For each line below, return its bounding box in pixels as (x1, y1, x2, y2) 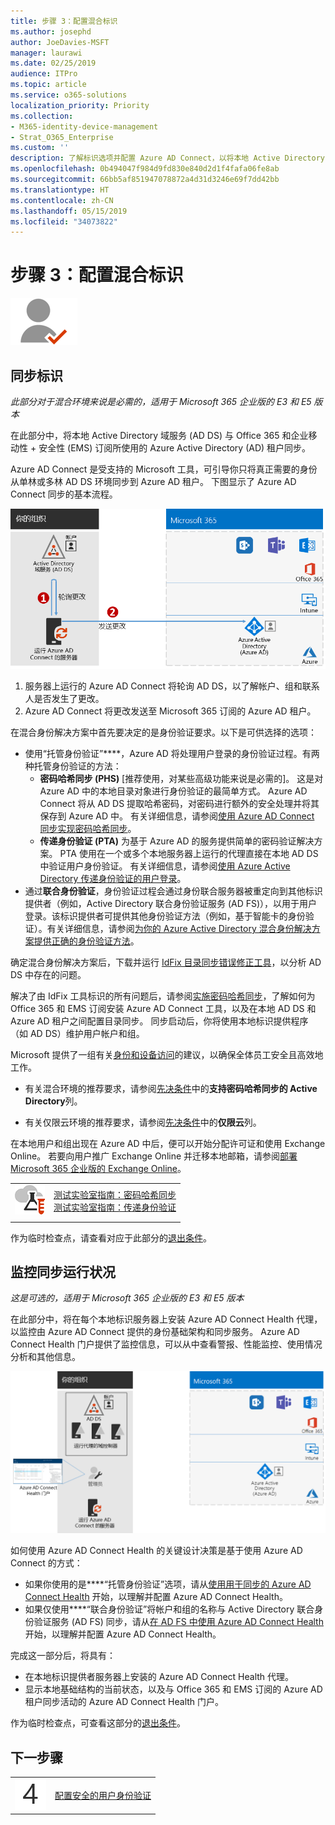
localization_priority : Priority (10, 100, 150, 110)
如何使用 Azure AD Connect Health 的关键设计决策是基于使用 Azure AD (10, 1545, 303, 1557)
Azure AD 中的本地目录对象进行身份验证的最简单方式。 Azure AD (39, 785, 308, 797)
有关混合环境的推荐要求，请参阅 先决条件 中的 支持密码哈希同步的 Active (24, 1083, 318, 1094)
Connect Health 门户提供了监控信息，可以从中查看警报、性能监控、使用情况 (10, 1338, 323, 1350)
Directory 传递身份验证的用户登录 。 (39, 873, 187, 884)
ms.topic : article (10, 80, 87, 90)
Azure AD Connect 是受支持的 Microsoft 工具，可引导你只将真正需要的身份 (10, 463, 318, 475)
